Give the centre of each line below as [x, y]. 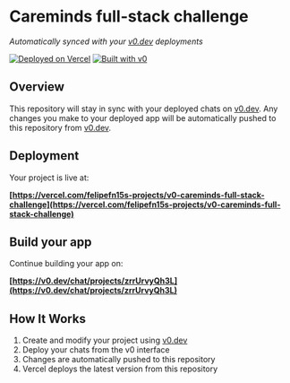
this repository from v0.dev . [60, 127]
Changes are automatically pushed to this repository [119, 360]
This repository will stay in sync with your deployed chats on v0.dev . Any [144, 109]
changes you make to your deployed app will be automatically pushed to [143, 118]
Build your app [51, 242]
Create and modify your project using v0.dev [105, 340]
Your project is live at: [49, 178]
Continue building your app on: [66, 264]
